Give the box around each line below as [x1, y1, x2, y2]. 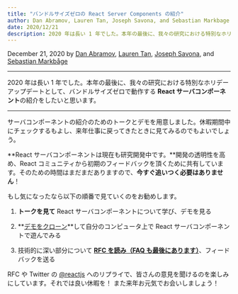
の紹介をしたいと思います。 [20, 96, 101, 105]
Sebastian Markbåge [7, 57, 69, 66]
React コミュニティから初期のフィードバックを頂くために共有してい [19, 159, 217, 168]
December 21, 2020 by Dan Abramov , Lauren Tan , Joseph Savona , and [7, 50, 215, 58]
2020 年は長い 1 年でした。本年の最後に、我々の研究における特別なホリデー [7, 79, 229, 87]
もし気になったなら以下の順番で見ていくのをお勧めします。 [7, 192, 181, 200]
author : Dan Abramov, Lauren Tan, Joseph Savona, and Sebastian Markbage [7, 17, 230, 24]
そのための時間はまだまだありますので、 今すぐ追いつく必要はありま [18, 168, 217, 177]
